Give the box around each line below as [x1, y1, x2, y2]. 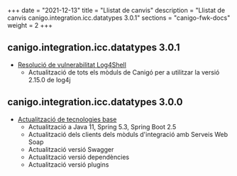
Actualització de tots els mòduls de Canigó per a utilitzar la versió [28, 67, 220, 77]
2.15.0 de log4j [28, 75, 71, 84]
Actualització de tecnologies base [17, 115, 117, 123]
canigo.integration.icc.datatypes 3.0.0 [7, 96, 183, 109]
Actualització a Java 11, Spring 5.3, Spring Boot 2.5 [28, 122, 177, 131]
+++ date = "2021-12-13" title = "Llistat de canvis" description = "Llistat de [7, 6, 226, 14]
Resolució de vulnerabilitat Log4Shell [17, 60, 126, 69]
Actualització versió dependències [28, 153, 130, 161]
